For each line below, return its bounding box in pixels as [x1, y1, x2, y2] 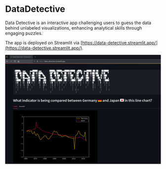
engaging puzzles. [5, 30, 43, 36]
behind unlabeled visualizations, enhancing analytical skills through [5, 25, 142, 31]
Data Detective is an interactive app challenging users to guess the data [5, 20, 152, 26]
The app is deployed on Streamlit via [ [5, 39, 83, 45]
